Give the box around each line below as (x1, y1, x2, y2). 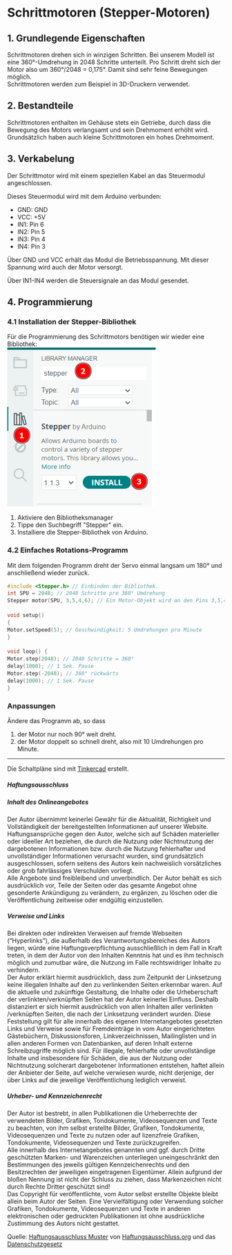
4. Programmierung (7, 296, 93, 308)
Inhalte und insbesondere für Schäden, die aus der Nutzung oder (7, 1054, 192, 1062)
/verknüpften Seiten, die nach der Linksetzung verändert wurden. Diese (7, 1010, 211, 1018)
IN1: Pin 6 (17, 220, 44, 229)
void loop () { (7, 648, 48, 655)
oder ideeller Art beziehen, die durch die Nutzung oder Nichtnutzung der (7, 837, 214, 845)
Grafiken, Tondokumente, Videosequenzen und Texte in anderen (7, 1205, 191, 1213)
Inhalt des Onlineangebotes (7, 798, 89, 806)
